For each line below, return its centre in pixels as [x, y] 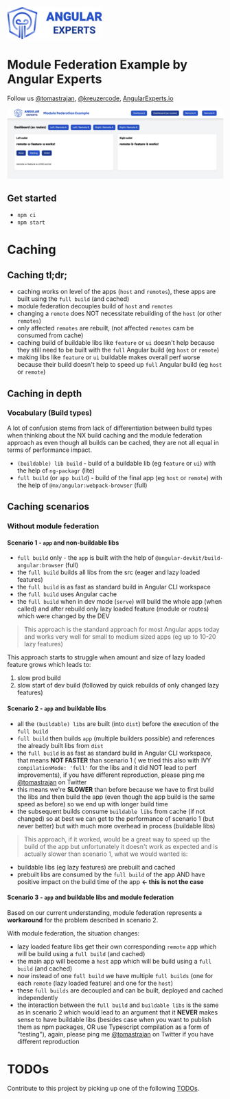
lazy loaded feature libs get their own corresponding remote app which [117, 947]
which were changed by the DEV [63, 616]
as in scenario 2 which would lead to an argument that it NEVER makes [117, 1012]
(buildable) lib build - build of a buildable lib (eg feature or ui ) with [116, 463]
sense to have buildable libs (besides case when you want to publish [114, 1019]
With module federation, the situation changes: [73, 933]
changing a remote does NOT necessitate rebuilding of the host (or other [119, 314]
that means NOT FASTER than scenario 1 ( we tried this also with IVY [114, 760]
